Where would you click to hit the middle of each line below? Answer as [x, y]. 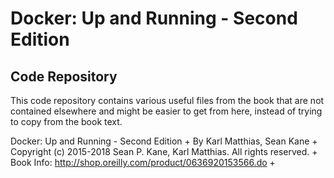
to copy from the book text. [66, 121]
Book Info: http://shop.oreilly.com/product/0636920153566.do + [143, 162]
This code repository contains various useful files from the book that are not [167, 100]
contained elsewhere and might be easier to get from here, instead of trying [166, 111]
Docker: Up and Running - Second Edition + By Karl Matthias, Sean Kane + [164, 141]
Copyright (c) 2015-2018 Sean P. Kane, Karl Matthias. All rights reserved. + [164, 151]
